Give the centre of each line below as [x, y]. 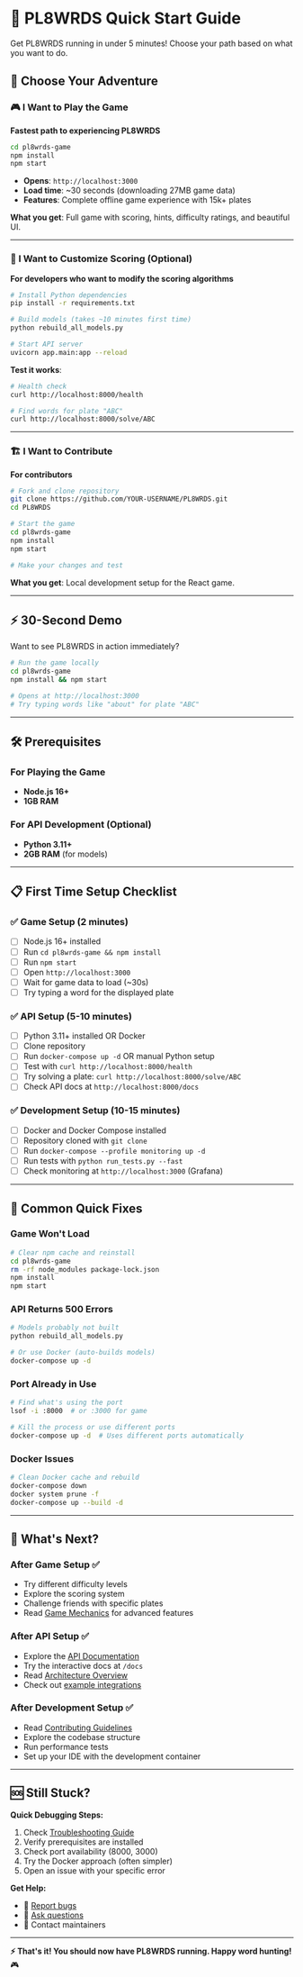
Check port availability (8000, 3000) [90, 1851]
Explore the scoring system [74, 1594]
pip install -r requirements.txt [73, 304]
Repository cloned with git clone [85, 1140]
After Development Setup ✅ [72, 1708]
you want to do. [39, 52]
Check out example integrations [82, 1684]
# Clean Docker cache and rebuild [75, 1478]
